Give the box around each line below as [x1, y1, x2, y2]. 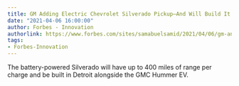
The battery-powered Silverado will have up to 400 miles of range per [7, 63, 212, 71]
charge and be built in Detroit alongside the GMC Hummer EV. [7, 70, 188, 79]
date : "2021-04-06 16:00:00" [7, 17, 94, 24]
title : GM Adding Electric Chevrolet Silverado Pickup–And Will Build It [7, 10, 231, 18]
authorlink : [7, 30, 43, 38]
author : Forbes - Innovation [7, 23, 94, 31]
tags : [7, 37, 23, 44]
